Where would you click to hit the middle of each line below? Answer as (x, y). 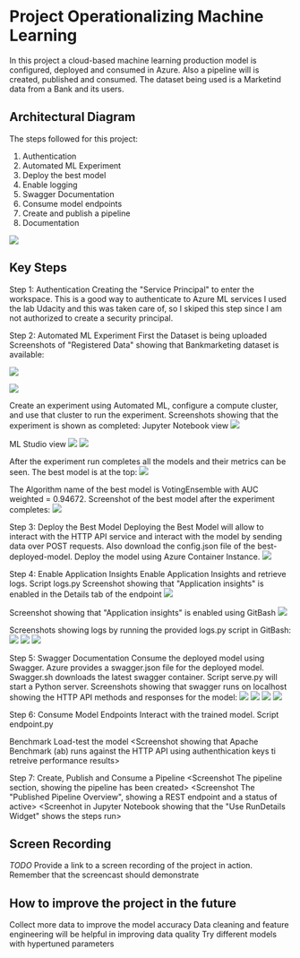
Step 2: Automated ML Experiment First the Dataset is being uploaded (138, 335)
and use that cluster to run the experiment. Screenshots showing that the (144, 415)
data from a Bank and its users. (67, 89)
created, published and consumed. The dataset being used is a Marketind (146, 79)
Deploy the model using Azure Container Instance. (167, 557)
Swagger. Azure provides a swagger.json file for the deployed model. (137, 667)
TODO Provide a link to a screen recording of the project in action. (131, 866)
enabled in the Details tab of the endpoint (86, 594)
